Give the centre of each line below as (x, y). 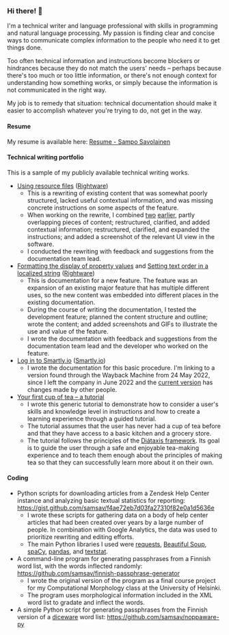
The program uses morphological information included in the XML (120, 595)
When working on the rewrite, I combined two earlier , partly (111, 214)
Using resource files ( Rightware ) (63, 186)
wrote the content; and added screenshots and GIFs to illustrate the (122, 324)
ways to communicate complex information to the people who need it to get (113, 40)
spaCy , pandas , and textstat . (67, 551)
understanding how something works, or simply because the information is (112, 83)
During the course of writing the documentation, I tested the (112, 309)
